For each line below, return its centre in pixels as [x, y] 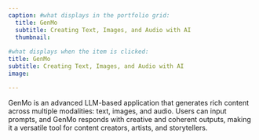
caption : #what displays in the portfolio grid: [89, 15]
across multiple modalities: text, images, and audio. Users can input [117, 111]
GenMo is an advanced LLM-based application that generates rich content [129, 102]
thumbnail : [33, 37]
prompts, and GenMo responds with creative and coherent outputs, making [129, 119]
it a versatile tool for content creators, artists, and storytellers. [108, 127]
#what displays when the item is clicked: [78, 52]
